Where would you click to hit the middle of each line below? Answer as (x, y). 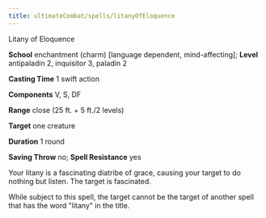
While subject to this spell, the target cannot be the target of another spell (131, 197)
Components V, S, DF (45, 94)
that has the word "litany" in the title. (69, 205)
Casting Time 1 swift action (54, 78)
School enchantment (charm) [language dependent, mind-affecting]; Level (133, 54)
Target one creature (42, 125)
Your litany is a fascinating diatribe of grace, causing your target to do (125, 172)
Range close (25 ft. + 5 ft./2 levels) (66, 110)
